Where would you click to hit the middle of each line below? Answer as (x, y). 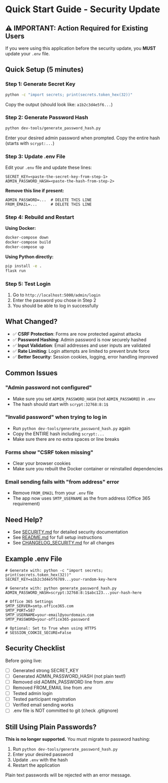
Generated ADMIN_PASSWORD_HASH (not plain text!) (69, 676)
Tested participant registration (44, 699)
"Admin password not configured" (49, 387)
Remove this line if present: (35, 191)
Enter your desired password (43, 755)
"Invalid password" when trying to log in (56, 417)
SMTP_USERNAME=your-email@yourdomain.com (50, 615)
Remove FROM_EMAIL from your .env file (53, 493)
